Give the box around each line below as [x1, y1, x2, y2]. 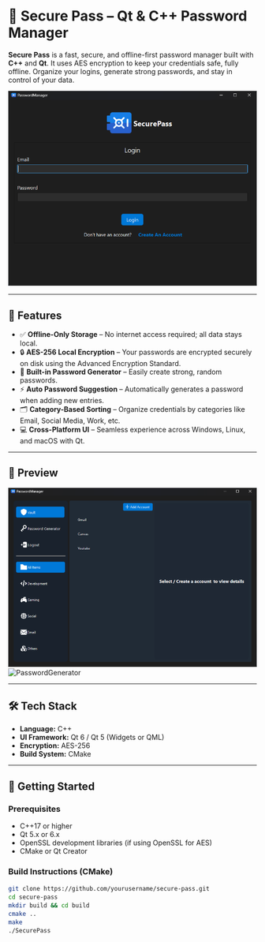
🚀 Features [8, 308, 62, 322]
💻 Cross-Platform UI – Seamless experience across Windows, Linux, [19, 425, 246, 435]
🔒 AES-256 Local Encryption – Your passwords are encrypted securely [19, 347, 252, 357]
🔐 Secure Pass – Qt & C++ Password [8, 7, 248, 25]
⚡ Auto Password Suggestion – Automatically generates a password [19, 384, 244, 394]
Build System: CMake [19, 749, 91, 759]
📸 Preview [8, 466, 58, 480]
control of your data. [8, 75, 75, 84]
